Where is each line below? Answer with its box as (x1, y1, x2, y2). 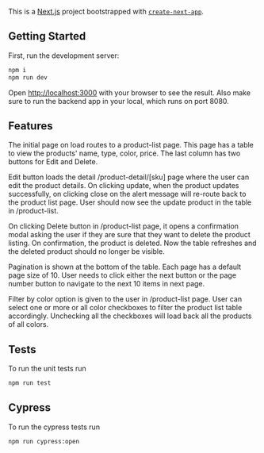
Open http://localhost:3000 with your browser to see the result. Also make (8, 87, 251, 98)
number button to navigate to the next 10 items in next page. (8, 279, 205, 289)
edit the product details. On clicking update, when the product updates (8, 181, 239, 190)
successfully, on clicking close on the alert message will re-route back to (8, 190, 247, 199)
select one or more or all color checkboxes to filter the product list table (8, 303, 243, 313)
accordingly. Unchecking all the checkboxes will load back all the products (8, 311, 252, 321)
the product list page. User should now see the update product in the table (8, 198, 252, 207)
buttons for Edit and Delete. (8, 157, 98, 167)
